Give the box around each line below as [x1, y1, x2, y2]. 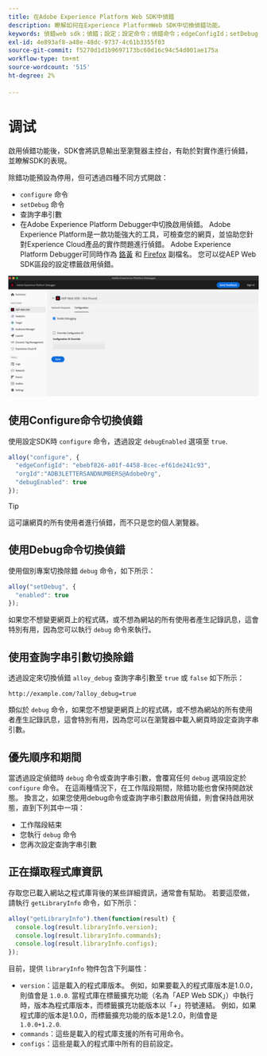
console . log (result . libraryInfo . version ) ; [15, 923, 158, 931]
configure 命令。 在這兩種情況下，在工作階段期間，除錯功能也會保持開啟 [8, 783, 246, 792]
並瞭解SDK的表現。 [8, 155, 72, 165]
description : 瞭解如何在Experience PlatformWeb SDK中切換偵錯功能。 [8, 21, 224, 29]
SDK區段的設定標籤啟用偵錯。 [19, 259, 118, 268]
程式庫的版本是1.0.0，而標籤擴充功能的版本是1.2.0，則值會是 [19, 1011, 218, 1020]
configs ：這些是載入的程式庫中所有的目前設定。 [19, 1039, 177, 1049]
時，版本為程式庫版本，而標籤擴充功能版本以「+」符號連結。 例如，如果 [19, 1000, 257, 1011]
